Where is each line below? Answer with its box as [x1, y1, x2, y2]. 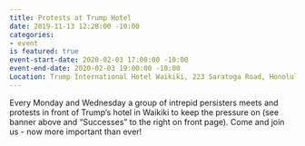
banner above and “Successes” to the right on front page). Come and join [9, 116, 285, 127]
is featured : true [9, 47, 79, 56]
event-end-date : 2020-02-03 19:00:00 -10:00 [9, 64, 181, 73]
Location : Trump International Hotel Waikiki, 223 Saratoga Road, [9, 73, 266, 82]
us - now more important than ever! [9, 126, 143, 137]
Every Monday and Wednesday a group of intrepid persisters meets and [9, 97, 279, 108]
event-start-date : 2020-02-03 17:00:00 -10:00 [9, 55, 189, 64]
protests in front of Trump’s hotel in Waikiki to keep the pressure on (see [9, 106, 280, 118]
